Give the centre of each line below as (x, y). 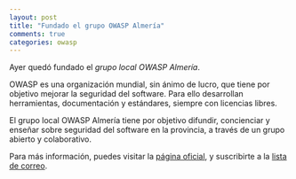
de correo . (28, 166)
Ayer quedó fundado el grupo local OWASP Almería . (104, 67)
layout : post (33, 17)
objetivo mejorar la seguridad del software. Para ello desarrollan (127, 94)
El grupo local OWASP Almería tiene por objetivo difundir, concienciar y (140, 121)
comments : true (37, 34)
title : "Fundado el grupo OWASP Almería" (87, 26)
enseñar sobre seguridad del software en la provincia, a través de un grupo (147, 130)
